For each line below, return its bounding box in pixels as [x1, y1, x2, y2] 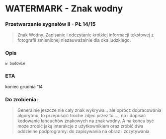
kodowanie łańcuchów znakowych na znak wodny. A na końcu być [17, 118, 154, 124]
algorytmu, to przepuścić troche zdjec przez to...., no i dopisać [17, 113, 146, 119]
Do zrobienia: [5, 96, 38, 103]
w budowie [5, 61, 26, 66]
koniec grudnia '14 [5, 84, 43, 90]
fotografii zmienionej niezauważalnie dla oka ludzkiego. [17, 37, 131, 43]
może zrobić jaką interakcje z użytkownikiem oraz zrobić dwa [17, 123, 144, 129]
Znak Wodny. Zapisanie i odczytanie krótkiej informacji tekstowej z [17, 32, 154, 38]
